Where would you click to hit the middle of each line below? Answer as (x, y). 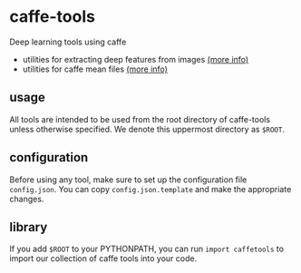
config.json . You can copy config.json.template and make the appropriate (150, 189)
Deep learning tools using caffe (68, 42)
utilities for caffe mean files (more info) (95, 69)
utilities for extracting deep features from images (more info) (136, 59)
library (29, 227)
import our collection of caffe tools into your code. (103, 258)
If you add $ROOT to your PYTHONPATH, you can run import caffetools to (146, 249)
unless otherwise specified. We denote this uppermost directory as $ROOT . (147, 129)
